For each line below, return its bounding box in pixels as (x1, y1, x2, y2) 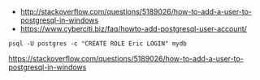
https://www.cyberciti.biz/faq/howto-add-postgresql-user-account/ (19, 24, 248, 33)
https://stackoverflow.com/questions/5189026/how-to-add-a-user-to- (8, 54, 244, 63)
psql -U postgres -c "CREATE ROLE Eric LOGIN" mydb (8, 40, 187, 48)
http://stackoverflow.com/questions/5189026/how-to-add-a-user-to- (19, 7, 252, 16)
